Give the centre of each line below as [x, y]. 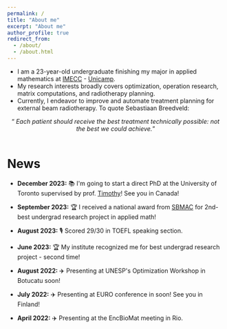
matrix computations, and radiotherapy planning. [86, 93]
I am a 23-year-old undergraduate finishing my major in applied [107, 71]
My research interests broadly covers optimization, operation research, [118, 86]
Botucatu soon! [39, 280]
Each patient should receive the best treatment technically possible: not [118, 121]
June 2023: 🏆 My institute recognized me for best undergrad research [118, 247]
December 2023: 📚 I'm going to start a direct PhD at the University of [117, 183]
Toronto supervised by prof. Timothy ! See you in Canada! [98, 193]
